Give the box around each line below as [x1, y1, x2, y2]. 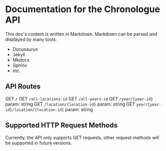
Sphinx [12, 62, 27, 68]
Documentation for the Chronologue [5, 4, 160, 15]
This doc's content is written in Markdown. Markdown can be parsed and [5, 31, 157, 37]
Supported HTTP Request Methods [5, 121, 118, 130]
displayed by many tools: [5, 36, 57, 42]
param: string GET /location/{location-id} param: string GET [5, 101, 135, 107]
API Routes [5, 82, 41, 91]
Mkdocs [12, 57, 30, 63]
